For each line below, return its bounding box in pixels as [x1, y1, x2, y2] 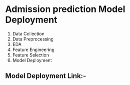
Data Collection [12, 30, 45, 36]
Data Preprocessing [12, 36, 54, 42]
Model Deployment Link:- [5, 71, 86, 80]
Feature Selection [12, 51, 49, 58]
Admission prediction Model [5, 3, 125, 15]
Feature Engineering [12, 46, 55, 52]
